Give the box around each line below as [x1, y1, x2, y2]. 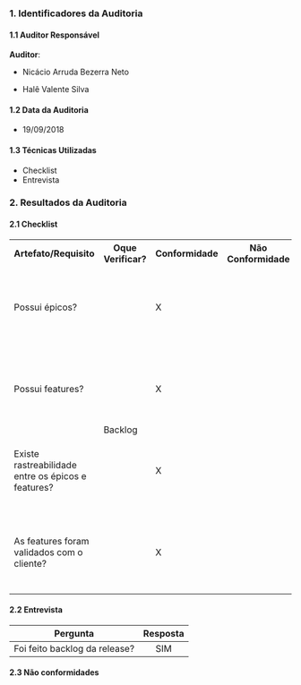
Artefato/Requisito [13, 247, 96, 260]
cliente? [13, 557, 47, 569]
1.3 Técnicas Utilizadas [9, 144, 97, 155]
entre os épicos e [13, 469, 87, 482]
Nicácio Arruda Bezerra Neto [21, 66, 130, 78]
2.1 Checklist [9, 218, 58, 230]
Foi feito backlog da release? [13, 642, 135, 655]
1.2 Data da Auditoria [9, 104, 90, 115]
